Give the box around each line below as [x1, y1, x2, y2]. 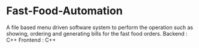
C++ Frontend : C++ [6, 36, 56, 43]
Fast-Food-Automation [6, 4, 123, 18]
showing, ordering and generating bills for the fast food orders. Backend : [6, 30, 188, 37]
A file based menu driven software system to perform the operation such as [6, 24, 194, 31]
